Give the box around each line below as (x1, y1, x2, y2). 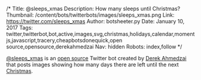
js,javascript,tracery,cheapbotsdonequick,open (6, 37, 123, 44)
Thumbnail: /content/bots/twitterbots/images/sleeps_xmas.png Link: (6, 11, 175, 19)
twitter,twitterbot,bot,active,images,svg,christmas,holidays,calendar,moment (6, 30, 195, 38)
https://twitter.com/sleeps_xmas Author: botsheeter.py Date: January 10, (6, 18, 185, 24)
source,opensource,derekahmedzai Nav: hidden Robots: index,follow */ (6, 43, 182, 50)
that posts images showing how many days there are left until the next (6, 61, 179, 68)
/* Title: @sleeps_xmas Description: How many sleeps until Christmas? (6, 5, 181, 12)
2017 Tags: (6, 24, 33, 31)
